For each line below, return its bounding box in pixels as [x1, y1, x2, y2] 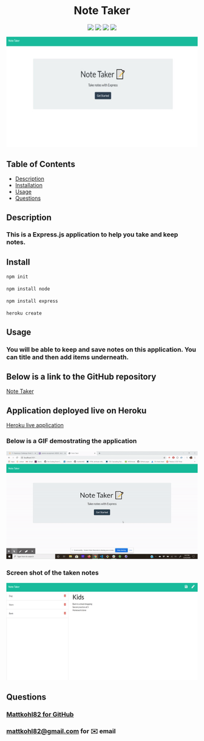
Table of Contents [6, 159, 76, 169]
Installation [15, 182, 43, 189]
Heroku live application [6, 422, 64, 429]
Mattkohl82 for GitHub [6, 710, 74, 718]
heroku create [6, 310, 42, 317]
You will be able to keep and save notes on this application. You [6, 345, 196, 353]
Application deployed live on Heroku [6, 405, 147, 416]
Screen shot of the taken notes [6, 569, 99, 577]
